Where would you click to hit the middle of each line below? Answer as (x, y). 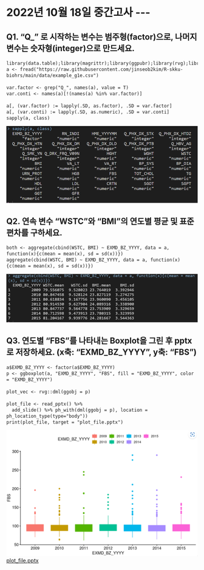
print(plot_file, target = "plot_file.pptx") (65, 422)
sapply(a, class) (28, 118)
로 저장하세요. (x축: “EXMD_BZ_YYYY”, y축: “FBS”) (102, 353)
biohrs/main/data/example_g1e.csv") (53, 75)
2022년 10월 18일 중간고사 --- (78, 12)
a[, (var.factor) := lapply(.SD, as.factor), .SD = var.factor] (89, 106)
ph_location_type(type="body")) (47, 416)
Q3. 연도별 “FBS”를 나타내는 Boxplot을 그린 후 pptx (99, 341)
